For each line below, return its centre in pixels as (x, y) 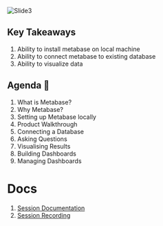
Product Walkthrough (47, 124)
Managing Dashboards (49, 161)
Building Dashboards (47, 153)
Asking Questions (42, 139)
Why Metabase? (40, 109)
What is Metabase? (44, 102)
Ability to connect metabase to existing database (86, 56)
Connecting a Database (51, 131)
